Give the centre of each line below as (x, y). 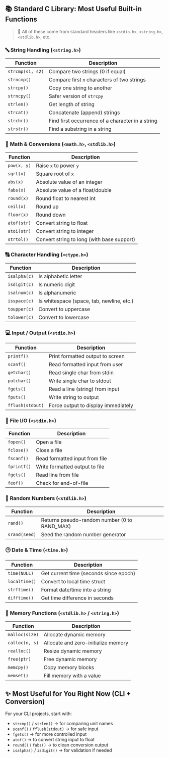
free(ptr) (19, 659)
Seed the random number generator (83, 534)
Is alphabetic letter (60, 276)
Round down (51, 215)
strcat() (18, 113)
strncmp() (19, 80)
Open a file (49, 442)
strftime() (21, 590)
